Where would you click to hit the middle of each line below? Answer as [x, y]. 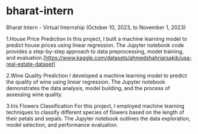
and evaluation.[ [26, 58]
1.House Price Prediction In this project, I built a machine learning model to [97, 39]
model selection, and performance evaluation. [62, 125]
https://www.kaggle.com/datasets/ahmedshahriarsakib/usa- [119, 58]
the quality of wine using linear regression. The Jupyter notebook [86, 82]
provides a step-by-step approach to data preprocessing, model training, [95, 51]
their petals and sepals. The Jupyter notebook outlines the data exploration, [98, 118]
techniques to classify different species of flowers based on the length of [95, 112]
